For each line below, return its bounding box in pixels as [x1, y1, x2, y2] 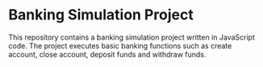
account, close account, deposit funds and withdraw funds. [8, 49, 207, 59]
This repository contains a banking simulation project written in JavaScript [8, 32, 256, 42]
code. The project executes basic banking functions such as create [8, 40, 232, 50]
